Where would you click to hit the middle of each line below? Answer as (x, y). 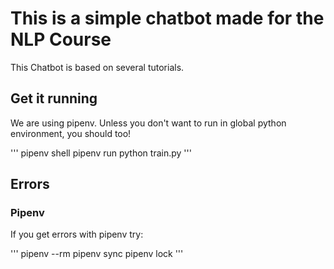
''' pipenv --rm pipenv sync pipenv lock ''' (97, 254)
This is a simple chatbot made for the (167, 18)
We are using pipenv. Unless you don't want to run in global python (148, 123)
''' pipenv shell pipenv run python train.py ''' (101, 153)
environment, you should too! (71, 133)
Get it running (54, 98)
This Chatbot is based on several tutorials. (97, 67)
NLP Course (61, 39)
